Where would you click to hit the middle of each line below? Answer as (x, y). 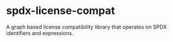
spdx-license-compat (61, 11)
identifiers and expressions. (40, 33)
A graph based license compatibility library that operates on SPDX (86, 27)
